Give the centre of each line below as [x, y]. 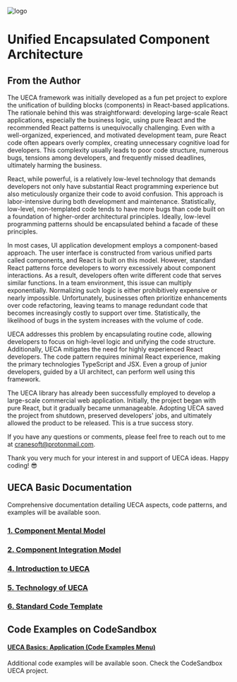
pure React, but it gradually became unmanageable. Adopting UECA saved [116, 408]
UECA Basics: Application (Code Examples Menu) [81, 647]
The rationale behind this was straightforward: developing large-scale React [117, 112]
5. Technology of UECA [48, 587]
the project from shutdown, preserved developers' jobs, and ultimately [110, 415]
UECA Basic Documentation [70, 488]
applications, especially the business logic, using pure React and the [107, 120]
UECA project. [28, 671]
